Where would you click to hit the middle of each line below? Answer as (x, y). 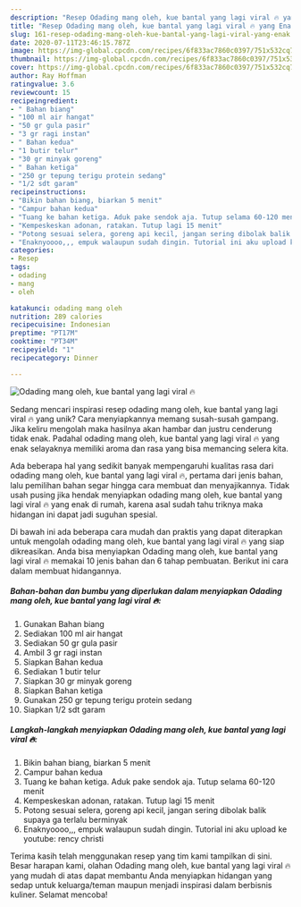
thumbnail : (30, 59)
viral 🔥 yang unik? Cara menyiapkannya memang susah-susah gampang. (145, 419)
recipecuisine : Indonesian (60, 325)
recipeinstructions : (49, 192)
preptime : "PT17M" (44, 333)
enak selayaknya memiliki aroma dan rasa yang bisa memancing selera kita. (150, 448)
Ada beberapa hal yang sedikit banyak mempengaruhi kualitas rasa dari (142, 465)
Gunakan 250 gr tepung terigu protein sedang (108, 699)
